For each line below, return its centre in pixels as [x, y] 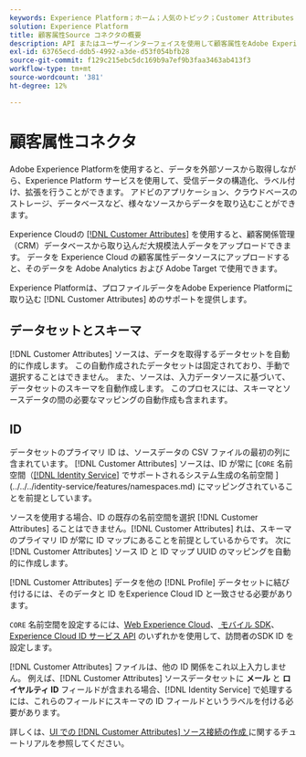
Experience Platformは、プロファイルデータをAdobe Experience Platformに [152, 288]
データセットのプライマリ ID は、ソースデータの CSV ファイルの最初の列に [150, 452]
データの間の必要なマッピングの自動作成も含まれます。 [129, 400]
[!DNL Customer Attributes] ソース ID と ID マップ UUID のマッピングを [142, 552]
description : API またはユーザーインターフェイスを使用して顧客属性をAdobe [139, 43]
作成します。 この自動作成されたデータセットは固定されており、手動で [158, 365]
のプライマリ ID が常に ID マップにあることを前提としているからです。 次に [151, 541]
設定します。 [33, 647]
